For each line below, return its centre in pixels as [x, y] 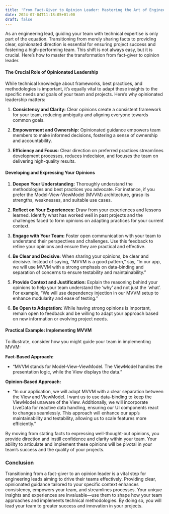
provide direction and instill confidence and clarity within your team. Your [81, 439]
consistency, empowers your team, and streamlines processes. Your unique [84, 490]
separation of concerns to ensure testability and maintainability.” [79, 272]
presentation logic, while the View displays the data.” [67, 371]
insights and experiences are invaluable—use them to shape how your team [84, 495]
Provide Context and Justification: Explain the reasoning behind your [85, 282]
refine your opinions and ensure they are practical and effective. [79, 246]
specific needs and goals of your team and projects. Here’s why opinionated [84, 94]
